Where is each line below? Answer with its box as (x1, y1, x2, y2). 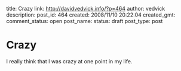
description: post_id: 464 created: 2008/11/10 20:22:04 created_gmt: (6, 11, 176, 18)
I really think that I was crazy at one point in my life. (6, 57, 133, 64)
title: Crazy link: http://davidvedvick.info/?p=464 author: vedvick (6, 5, 165, 12)
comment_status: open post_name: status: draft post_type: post (6, 18, 163, 24)
